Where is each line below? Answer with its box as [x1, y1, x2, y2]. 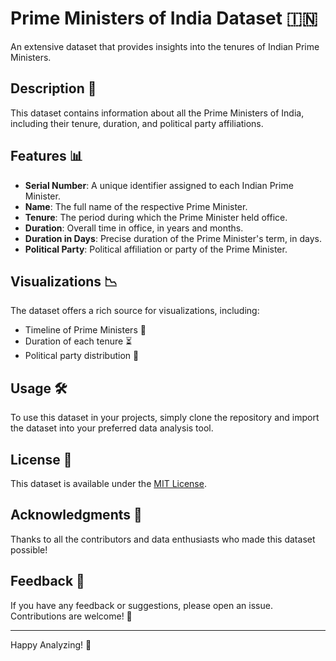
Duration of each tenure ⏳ [24, 335, 133, 347]
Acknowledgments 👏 [10, 507, 143, 524]
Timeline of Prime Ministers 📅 [24, 324, 147, 336]
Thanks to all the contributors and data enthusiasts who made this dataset [10, 533, 316, 545]
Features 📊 [10, 148, 83, 165]
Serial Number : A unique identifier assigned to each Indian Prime [24, 179, 294, 191]
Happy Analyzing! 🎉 [10, 638, 92, 651]
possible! [10, 543, 48, 556]
